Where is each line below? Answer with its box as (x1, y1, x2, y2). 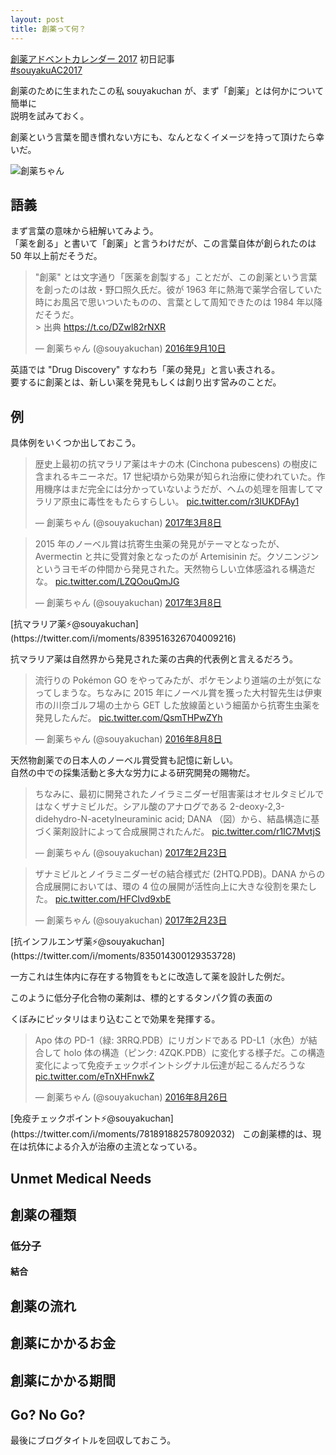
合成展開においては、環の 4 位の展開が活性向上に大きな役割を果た (34, 881, 309, 893)
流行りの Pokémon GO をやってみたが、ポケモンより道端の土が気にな (34, 674, 322, 686)
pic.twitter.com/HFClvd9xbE (54, 893, 172, 905)
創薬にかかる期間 (10, 1372, 116, 1389)
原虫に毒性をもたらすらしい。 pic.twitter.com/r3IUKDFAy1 (61, 496, 300, 508)
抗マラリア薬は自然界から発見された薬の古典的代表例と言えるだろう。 (10, 653, 298, 665)
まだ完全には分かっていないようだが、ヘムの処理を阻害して (69, 483, 315, 495)
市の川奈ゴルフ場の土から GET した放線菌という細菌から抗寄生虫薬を (34, 699, 321, 711)
